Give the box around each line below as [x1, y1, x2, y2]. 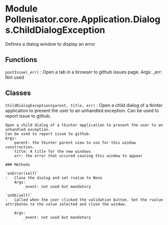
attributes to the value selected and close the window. [5, 201, 127, 206]
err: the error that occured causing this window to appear [14, 153, 143, 158]
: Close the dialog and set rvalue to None [5, 175, 102, 180]
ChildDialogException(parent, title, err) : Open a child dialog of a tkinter [5, 102, 163, 108]
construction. [5, 144, 35, 150]
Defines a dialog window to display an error [5, 41, 96, 47]
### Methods [5, 162, 30, 167]
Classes [5, 89, 31, 97]
